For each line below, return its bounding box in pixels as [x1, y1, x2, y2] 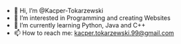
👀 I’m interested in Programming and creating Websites [13, 14, 171, 22]
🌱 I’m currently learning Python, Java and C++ [13, 21, 146, 29]
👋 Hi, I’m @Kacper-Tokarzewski [13, 7, 104, 14]
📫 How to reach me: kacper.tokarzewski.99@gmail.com [13, 29, 175, 37]
